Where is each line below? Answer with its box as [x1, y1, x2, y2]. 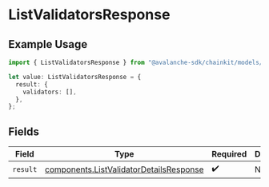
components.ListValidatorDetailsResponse [45, 164, 204, 175]
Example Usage [8, 38, 88, 51]
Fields [8, 125, 40, 138]
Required [211, 149, 247, 160]
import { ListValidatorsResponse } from [8, 58, 146, 66]
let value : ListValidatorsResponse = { [8, 73, 142, 81]
